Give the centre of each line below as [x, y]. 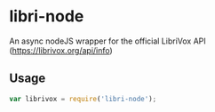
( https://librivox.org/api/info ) [61, 50]
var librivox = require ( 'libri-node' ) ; [83, 99]
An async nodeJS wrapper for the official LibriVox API [107, 41]
